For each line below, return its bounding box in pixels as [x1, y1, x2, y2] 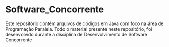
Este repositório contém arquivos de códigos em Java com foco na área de [5, 20, 164, 27]
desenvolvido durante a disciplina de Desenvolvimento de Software [5, 31, 147, 37]
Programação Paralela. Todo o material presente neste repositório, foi [5, 26, 152, 32]
